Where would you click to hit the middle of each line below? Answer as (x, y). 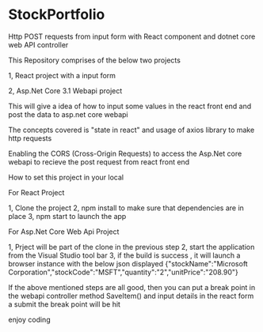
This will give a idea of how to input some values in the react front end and (130, 106)
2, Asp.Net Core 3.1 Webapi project (65, 91)
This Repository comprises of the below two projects (94, 60)
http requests (30, 138)
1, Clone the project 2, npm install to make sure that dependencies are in (126, 208)
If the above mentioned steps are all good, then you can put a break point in (132, 287)
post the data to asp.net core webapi (68, 114)
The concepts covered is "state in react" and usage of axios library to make (131, 130)
